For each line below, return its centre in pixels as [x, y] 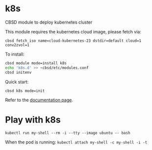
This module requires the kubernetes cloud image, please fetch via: [73, 31]
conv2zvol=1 [17, 45]
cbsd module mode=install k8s [36, 63]
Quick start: [17, 82]
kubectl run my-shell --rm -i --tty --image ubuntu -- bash [68, 133]
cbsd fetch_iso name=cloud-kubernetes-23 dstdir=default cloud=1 [73, 41]
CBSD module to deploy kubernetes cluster [49, 22]
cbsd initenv [18, 72]
